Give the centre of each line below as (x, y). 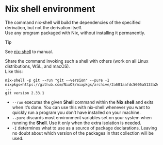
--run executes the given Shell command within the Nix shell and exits (83, 102)
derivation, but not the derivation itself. (44, 27)
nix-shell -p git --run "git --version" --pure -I (57, 80)
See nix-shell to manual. (29, 52)
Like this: (14, 71)
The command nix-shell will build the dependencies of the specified (73, 22)
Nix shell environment (50, 9)
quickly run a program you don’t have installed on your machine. (76, 112)
